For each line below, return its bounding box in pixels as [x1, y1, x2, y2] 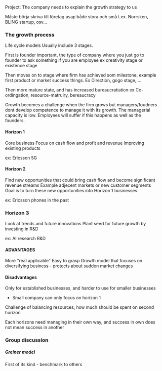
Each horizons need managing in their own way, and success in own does [5, 319, 156, 325]
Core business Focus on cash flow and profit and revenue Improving [5, 140, 145, 146]
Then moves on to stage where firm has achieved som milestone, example [5, 72, 157, 78]
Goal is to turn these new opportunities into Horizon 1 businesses [5, 187, 137, 193]
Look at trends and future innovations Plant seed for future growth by [5, 221, 146, 226]
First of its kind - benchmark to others [5, 362, 82, 368]
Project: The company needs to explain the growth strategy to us [5, 4, 137, 10]
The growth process [5, 31, 55, 38]
